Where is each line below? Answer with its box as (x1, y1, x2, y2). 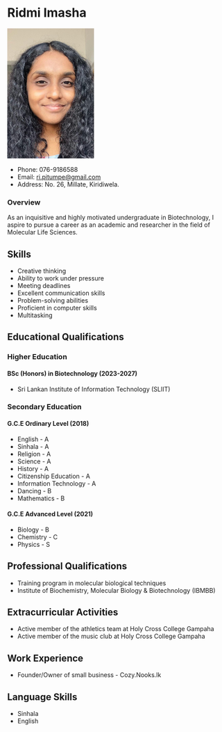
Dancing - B (17, 486, 52, 495)
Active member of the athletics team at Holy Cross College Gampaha (17, 625, 214, 633)
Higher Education (7, 352, 67, 362)
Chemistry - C (17, 532, 58, 541)
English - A (17, 435, 49, 443)
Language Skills (7, 691, 78, 703)
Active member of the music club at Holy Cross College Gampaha (17, 632, 206, 641)
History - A (17, 464, 49, 472)
